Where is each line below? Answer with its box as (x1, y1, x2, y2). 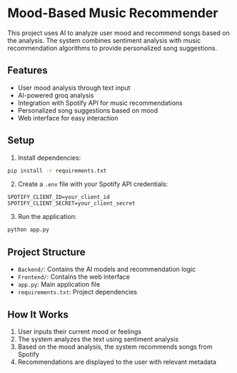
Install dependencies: (17, 153, 81, 162)
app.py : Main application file (17, 280, 101, 289)
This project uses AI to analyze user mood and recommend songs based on (7, 29, 230, 37)
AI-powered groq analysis (17, 91, 94, 99)
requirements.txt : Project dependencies (17, 287, 138, 297)
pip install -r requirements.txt (7, 167, 107, 174)
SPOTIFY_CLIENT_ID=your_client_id (7, 194, 111, 201)
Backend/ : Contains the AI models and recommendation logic (17, 265, 196, 274)
